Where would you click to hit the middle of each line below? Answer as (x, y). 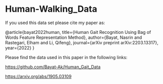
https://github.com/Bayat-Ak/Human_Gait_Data (53, 67)
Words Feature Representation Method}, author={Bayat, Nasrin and (74, 37)
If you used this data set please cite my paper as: (55, 23)
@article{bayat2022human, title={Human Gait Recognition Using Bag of (78, 32)
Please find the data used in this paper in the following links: (66, 57)
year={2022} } (20, 48)
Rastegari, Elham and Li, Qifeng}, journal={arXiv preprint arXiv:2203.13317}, (82, 42)
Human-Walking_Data (51, 9)
